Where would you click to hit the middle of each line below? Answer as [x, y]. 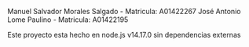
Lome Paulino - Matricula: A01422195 [68, 20]
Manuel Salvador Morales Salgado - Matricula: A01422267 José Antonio [124, 11]
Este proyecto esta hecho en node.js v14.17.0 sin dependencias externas [124, 35]
